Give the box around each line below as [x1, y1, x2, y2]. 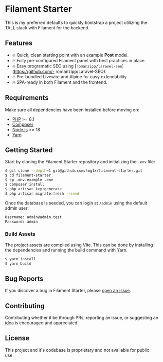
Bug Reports [5, 274, 44, 283]
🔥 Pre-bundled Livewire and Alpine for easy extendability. [12, 73, 128, 79]
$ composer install [5, 182, 45, 187]
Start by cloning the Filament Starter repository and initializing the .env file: [5, 159, 155, 165]
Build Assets [5, 231, 36, 238]
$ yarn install [5, 256, 36, 261]
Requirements [5, 94, 49, 102]
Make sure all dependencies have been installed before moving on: [5, 107, 140, 113]
